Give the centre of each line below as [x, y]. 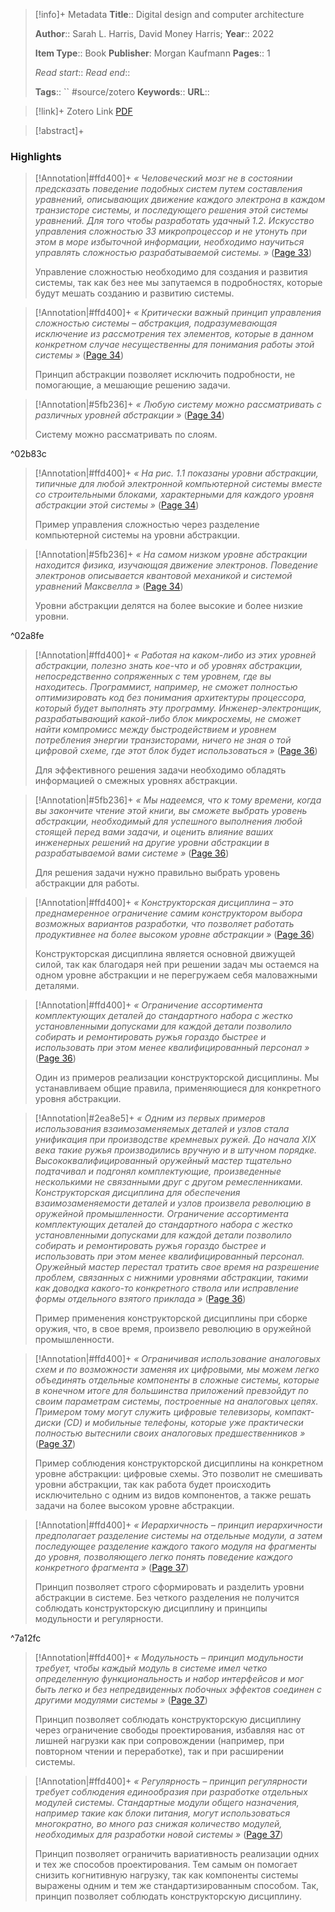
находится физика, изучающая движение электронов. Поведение [176, 565]
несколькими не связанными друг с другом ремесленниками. [168, 1182]
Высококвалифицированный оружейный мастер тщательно [163, 1161]
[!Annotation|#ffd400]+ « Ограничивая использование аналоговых [177, 1359]
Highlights [36, 156]
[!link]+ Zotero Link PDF [83, 111]
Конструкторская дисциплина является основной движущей [165, 954]
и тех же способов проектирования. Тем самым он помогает [166, 1865]
